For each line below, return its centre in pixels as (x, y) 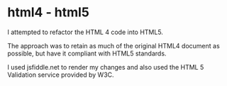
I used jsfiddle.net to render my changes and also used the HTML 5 (106, 67)
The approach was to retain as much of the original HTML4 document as (113, 45)
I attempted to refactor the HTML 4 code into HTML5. (85, 32)
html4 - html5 (49, 12)
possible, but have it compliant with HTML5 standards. (87, 53)
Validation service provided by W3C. (61, 75)
